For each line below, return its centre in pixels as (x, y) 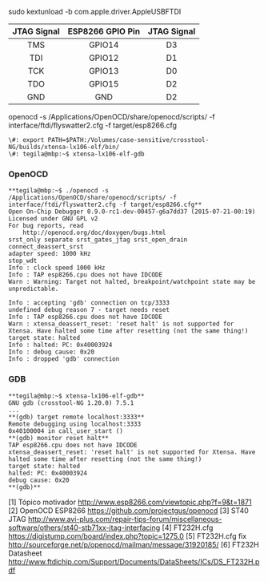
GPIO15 (104, 84)
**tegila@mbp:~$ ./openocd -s (59, 191)
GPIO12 (104, 58)
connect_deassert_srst (46, 247)
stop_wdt (23, 261)
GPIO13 (104, 71)
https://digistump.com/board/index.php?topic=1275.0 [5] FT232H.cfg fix (128, 536)
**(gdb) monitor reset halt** (59, 438)
